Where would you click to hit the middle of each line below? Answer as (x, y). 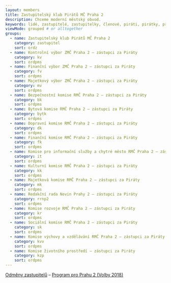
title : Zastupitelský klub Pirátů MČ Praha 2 (54, 15)
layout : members (22, 10)
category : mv (28, 85)
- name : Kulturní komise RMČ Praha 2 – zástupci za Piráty (74, 166)
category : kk (28, 171)
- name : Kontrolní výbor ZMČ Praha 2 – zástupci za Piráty (74, 52)
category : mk (28, 185)
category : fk (28, 142)
